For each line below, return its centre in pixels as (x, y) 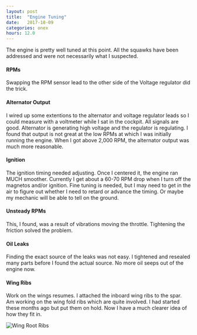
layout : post (22, 11)
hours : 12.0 (21, 33)
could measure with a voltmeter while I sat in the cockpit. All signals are (92, 121)
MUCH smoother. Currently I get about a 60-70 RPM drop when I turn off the (98, 179)
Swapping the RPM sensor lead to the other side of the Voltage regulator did (98, 83)
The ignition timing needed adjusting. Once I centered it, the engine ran (92, 173)
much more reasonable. (35, 146)
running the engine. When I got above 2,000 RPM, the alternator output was (98, 140)
